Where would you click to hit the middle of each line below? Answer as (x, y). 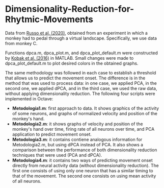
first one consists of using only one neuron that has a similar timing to (82, 170)
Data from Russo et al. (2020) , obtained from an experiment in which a (77, 33)
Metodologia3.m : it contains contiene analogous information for (77, 139)
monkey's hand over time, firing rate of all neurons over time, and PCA (83, 129)
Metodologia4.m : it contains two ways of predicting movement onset (82, 160)
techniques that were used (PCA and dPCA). (57, 155)
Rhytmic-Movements (49, 19)
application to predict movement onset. (52, 134)
